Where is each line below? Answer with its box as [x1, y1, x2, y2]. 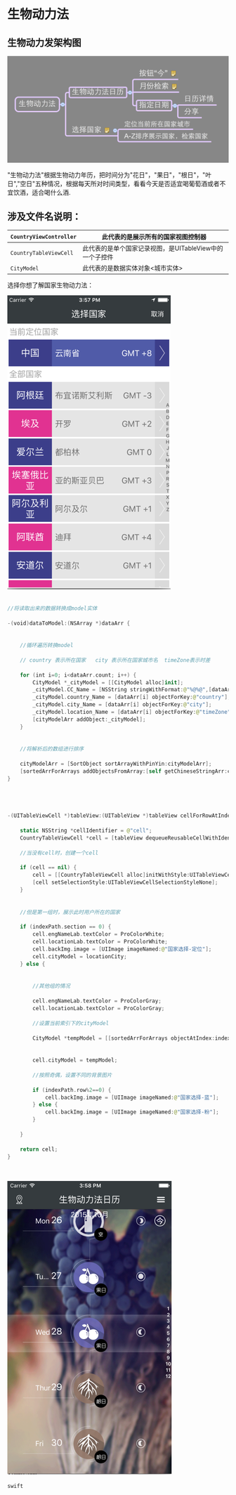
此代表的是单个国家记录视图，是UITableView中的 [82, 244, 223, 253]
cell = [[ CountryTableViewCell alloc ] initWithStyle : [32, 872, 190, 879]
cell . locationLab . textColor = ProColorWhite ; [32, 939, 169, 946]
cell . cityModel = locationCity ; [32, 953, 128, 960]
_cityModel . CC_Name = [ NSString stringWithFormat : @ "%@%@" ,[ [32, 686, 212, 693]
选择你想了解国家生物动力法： [7, 280, 93, 289]
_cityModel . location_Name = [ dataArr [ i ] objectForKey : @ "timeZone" [32, 709, 231, 716]
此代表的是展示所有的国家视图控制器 [101, 233, 207, 241]
